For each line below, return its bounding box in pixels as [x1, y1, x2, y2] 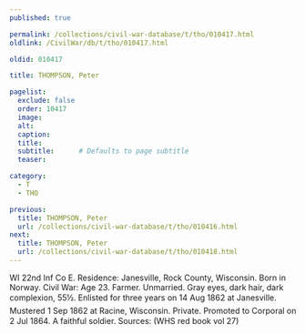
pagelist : [9, 87, 47, 96]
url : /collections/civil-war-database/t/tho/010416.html [17, 222, 239, 231]
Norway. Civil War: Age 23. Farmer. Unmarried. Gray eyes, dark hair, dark [9, 281, 284, 292]
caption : [17, 129, 51, 139]
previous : [9, 205, 47, 214]
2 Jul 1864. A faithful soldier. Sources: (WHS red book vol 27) [9, 315, 239, 326]
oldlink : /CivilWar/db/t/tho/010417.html [9, 38, 169, 47]
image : [17, 113, 43, 122]
